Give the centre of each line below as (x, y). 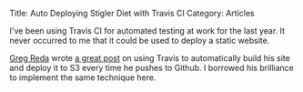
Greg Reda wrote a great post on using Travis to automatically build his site (150, 58)
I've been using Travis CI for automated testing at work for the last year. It (147, 31)
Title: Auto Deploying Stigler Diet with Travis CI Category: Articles (132, 13)
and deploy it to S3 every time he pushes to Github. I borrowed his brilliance (151, 68)
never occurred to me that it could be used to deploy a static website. (140, 41)
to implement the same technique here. (83, 77)
